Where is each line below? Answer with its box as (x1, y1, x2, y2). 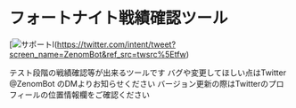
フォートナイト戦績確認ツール (9, 8, 229, 28)
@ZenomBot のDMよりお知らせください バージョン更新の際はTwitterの (9, 78, 269, 89)
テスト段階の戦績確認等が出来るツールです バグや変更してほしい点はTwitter (9, 67, 287, 78)
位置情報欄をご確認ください (47, 89, 150, 100)
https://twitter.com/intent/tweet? (56, 39, 177, 50)
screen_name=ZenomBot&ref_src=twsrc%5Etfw (9, 49, 187, 59)
